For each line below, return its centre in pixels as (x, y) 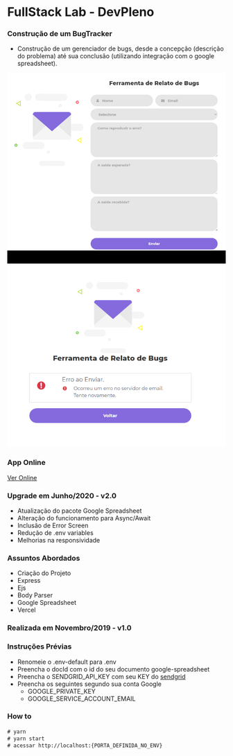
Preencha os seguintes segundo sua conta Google (89, 684)
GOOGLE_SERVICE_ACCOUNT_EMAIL (82, 698)
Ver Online (22, 477)
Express (29, 581)
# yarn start (26, 739)
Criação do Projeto (44, 573)
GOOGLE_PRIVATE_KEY (61, 691)
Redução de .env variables (55, 533)
